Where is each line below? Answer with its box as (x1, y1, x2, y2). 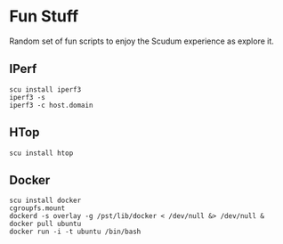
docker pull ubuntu (9, 220, 82, 229)
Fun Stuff (9, 6, 79, 27)
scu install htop (9, 149, 74, 158)
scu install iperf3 (9, 85, 82, 94)
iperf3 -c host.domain (9, 101, 93, 110)
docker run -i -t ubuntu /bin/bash (9, 227, 141, 237)
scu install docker (9, 196, 82, 206)
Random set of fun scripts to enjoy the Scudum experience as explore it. (9, 36, 274, 46)
